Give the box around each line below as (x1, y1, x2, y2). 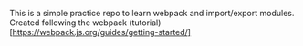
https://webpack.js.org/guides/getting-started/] (12, 27, 192, 37)
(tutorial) (129, 17, 162, 28)
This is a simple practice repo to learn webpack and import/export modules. (9, 8, 295, 18)
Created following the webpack (9, 17, 128, 28)
